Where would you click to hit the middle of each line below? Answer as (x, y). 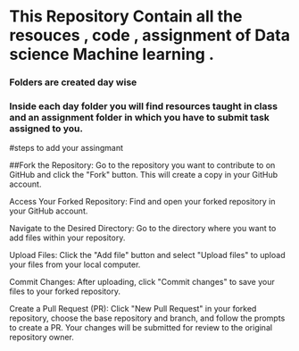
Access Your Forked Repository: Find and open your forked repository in (142, 202)
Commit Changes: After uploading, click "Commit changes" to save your (142, 282)
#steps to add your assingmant (66, 148)
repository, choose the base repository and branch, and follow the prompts (147, 318)
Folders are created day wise (73, 82)
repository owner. (42, 338)
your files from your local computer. (75, 264)
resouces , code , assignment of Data (149, 35)
